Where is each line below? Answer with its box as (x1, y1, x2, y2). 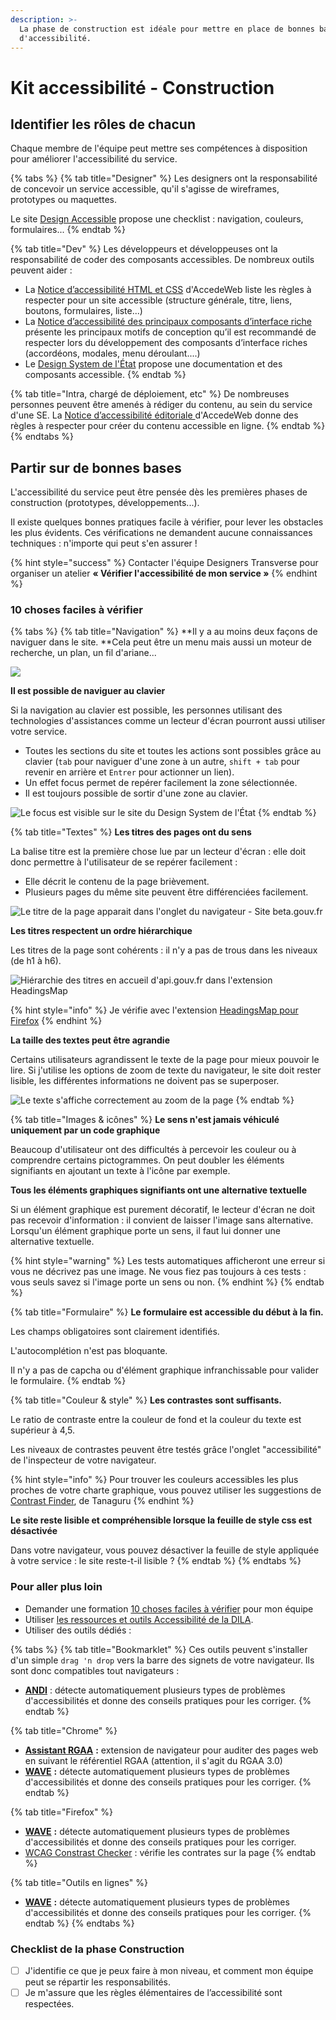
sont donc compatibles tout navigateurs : (10, 1664, 180, 1676)
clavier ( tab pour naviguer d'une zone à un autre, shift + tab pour (24, 756, 300, 768)
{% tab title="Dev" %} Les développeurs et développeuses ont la (10, 243, 278, 255)
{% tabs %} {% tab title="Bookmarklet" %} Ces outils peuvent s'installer (10, 1643, 308, 1655)
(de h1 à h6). (10, 955, 62, 967)
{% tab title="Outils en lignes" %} (10, 1876, 148, 1888)
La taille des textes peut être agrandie (10, 1034, 170, 1046)
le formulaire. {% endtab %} (10, 1375, 127, 1387)
